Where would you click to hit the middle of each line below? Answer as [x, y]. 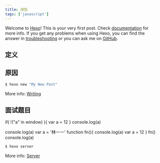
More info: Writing [23, 93]
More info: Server [23, 156]
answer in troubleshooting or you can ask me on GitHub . [62, 38]
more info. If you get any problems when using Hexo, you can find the [75, 33]
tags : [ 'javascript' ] [27, 14]
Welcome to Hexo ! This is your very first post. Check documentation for [77, 28]
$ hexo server [19, 146]
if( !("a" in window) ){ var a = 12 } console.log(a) [53, 122]
